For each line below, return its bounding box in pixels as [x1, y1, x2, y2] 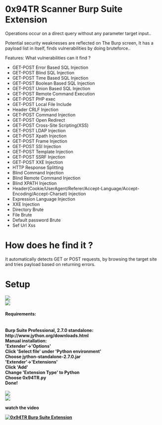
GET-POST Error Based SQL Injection [12, 64, 89, 70]
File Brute [12, 212, 32, 217]
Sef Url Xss [12, 222, 36, 228]
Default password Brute [12, 217, 61, 223]
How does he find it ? [5, 240, 93, 251]
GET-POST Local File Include [12, 101, 72, 107]
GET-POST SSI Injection [12, 143, 61, 149]
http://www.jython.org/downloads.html [5, 333, 89, 339]
